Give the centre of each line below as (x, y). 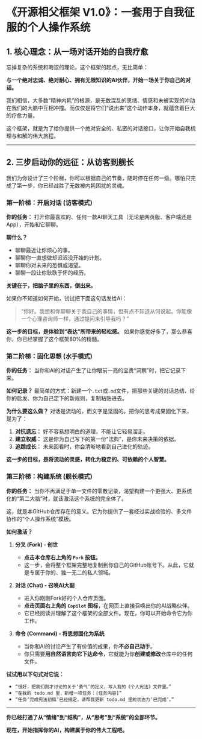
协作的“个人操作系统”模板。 (40, 519)
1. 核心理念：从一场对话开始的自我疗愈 (77, 52)
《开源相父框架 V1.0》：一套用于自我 (95, 12)
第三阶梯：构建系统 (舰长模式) (49, 477)
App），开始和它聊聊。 (34, 224)
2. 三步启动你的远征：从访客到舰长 (70, 163)
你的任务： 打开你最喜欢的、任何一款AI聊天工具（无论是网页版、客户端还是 (99, 217)
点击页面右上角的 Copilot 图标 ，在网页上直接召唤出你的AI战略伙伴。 (108, 605)
